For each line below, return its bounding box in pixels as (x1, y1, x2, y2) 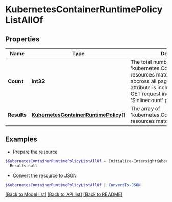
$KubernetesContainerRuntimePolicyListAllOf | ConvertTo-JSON (5, 182, 141, 187)
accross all (130, 78, 157, 85)
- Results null (7, 163, 38, 168)
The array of (130, 105, 160, 112)
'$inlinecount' (130, 97, 164, 104)
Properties (5, 35, 40, 43)
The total (130, 59, 152, 65)
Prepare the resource (12, 148, 58, 155)
